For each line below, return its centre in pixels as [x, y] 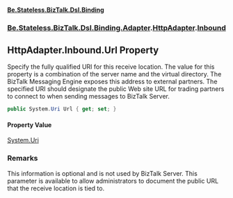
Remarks [23, 158]
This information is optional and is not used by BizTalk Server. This [103, 173]
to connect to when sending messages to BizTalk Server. [89, 97]
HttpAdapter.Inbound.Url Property [83, 50]
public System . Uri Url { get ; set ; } [62, 109]
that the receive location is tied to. [56, 188]
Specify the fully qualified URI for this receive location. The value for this [111, 67]
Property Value [30, 124]
